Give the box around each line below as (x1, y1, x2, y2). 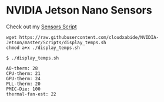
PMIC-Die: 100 (6, 86, 41, 92)
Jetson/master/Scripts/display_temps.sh (6, 40, 107, 45)
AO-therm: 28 (6, 65, 38, 71)
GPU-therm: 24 (6, 75, 41, 81)
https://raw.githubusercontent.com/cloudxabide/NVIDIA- (19, 34, 159, 40)
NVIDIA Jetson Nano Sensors (6, 4, 152, 17)
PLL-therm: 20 (6, 81, 41, 87)
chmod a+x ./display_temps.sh (6, 45, 81, 51)
